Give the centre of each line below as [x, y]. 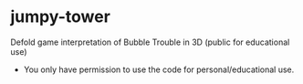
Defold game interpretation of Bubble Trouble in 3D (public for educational [150, 42]
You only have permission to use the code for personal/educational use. [159, 69]
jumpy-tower [60, 17]
